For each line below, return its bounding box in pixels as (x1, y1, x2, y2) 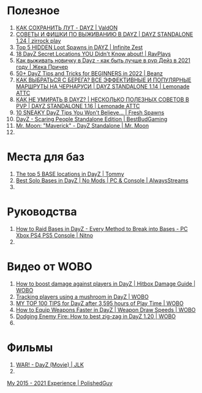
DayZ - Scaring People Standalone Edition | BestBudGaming (15, 115, 168, 123)
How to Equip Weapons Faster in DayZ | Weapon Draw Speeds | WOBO (15, 306, 196, 313)
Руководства (7, 205, 77, 219)
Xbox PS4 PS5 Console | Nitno (15, 232, 94, 239)
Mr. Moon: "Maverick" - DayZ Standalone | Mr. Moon (15, 122, 149, 129)
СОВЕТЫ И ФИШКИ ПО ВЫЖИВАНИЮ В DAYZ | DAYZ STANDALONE (15, 30, 193, 37)
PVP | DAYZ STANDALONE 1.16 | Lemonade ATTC (15, 102, 140, 109)
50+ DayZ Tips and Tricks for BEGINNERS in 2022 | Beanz (15, 69, 163, 77)
